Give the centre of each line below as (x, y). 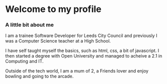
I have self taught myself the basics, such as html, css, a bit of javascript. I (82, 50)
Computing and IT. (24, 61)
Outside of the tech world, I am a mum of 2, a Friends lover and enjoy (77, 71)
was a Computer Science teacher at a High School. (58, 41)
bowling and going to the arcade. (39, 76)
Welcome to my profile (53, 9)
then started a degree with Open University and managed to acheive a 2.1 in (84, 56)
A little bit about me (30, 25)
